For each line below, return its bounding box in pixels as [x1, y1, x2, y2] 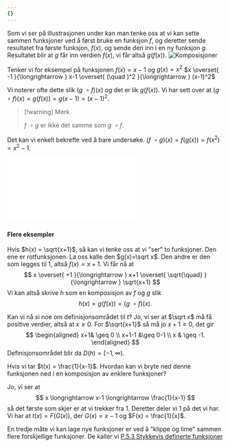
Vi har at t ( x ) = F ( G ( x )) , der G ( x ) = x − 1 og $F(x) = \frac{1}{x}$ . [7, 412, 186, 420]
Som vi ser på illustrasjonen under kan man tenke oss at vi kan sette [7, 29, 200, 37]
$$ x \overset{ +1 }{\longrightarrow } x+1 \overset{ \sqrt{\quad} [23, 271, 203, 279]
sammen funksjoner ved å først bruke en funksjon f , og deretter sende [7, 36, 206, 45]
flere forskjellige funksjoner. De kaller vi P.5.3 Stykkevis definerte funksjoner [7, 433, 223, 441]
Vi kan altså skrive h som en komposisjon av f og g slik [7, 289, 162, 297]
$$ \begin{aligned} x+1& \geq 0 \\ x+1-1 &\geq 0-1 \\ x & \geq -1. [25, 331, 205, 339]
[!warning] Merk [23, 107, 70, 116]
